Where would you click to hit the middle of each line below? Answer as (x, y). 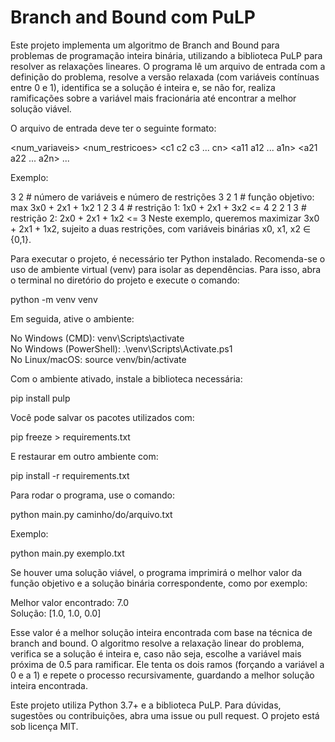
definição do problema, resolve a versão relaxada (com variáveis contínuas (165, 77)
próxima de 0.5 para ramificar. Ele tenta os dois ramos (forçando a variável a (167, 664)
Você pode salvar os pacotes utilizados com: (102, 417)
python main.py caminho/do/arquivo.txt (91, 514)
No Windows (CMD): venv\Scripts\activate (97, 338)
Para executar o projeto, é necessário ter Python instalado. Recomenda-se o (168, 258)
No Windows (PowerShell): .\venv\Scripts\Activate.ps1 (121, 348)
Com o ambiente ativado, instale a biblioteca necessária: (126, 378)
